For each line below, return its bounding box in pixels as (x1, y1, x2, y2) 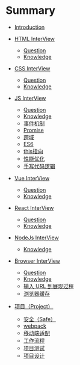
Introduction (14, 23, 45, 31)
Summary (5, 4, 55, 17)
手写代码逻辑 (23, 162, 55, 170)
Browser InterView (14, 257, 61, 265)
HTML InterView (14, 35, 55, 42)
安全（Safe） (23, 315, 57, 322)
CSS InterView (14, 64, 51, 72)
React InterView (14, 204, 54, 211)
